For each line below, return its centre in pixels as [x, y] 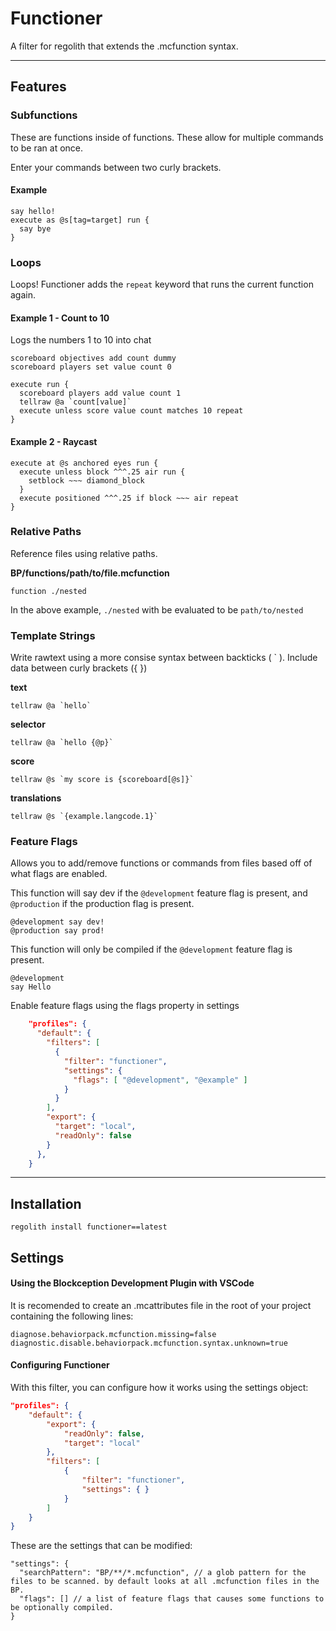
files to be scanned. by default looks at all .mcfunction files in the [165, 1582]
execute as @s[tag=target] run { [80, 220]
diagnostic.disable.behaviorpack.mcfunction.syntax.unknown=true [149, 1343]
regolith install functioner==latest [89, 1227]
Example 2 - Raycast [54, 441]
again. [23, 295]
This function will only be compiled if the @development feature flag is [151, 949]
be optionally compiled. [62, 1608]
